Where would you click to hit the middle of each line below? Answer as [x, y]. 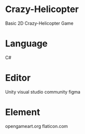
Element [23, 112]
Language [26, 44]
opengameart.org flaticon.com [37, 126]
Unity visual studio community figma [43, 92]
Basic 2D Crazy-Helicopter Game [39, 23]
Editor [18, 78]
